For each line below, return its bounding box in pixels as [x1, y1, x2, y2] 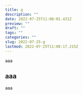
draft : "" [5, 26, 26, 31]
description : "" [5, 12, 39, 17]
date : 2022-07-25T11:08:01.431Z [5, 16, 72, 21]
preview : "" [5, 21, 30, 26]
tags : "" [5, 30, 23, 35]
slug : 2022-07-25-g [5, 40, 45, 45]
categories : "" [5, 35, 37, 40]
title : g [5, 7, 23, 12]
